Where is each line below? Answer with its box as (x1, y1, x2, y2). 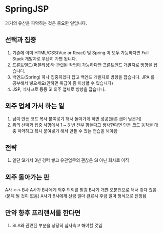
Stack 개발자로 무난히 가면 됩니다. (12, 56, 77, 61)
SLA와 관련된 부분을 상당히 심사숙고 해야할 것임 (12, 223, 102, 228)
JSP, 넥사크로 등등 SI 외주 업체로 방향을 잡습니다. (12, 86, 106, 92)
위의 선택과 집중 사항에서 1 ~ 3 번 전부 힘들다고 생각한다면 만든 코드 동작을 (12, 122, 153, 128)
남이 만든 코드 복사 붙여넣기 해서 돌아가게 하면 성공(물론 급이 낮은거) (12, 116, 142, 121)
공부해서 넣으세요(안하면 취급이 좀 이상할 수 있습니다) (12, 80, 113, 86)
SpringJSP (5, 3, 49, 15)
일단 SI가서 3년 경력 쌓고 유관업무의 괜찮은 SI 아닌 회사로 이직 (12, 157, 129, 163)
